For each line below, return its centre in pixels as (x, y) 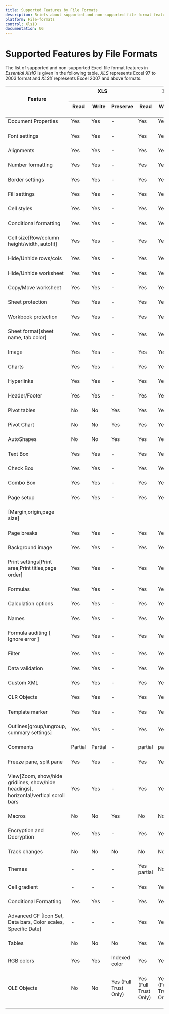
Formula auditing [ (29, 633)
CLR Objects (23, 697)
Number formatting (30, 165)
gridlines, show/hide (32, 783)
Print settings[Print (30, 562)
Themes (17, 869)
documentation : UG (24, 29)
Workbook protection (33, 317)
